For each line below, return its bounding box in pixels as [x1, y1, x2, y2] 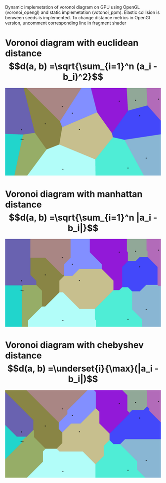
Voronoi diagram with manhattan [5, 188, 143, 199]
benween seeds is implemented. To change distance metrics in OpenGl [5, 15, 150, 20]
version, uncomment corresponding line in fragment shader [5, 20, 126, 26]
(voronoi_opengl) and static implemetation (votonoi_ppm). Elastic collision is [5, 9, 160, 15]
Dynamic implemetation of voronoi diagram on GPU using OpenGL [5, 4, 140, 10]
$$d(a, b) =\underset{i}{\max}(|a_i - [7, 363, 159, 374]
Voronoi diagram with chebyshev [5, 339, 144, 351]
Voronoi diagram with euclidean [5, 37, 139, 48]
